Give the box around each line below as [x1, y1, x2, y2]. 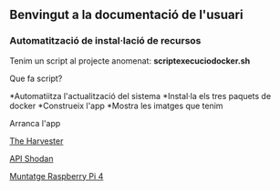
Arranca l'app [9, 117, 61, 128]
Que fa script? [9, 73, 63, 84]
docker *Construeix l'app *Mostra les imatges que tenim [9, 100, 223, 111]
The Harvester [9, 136, 64, 146]
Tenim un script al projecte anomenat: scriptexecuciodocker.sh [9, 55, 251, 66]
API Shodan [9, 153, 54, 164]
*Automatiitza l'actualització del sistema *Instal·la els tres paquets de [9, 90, 272, 101]
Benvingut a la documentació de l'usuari [9, 7, 244, 23]
